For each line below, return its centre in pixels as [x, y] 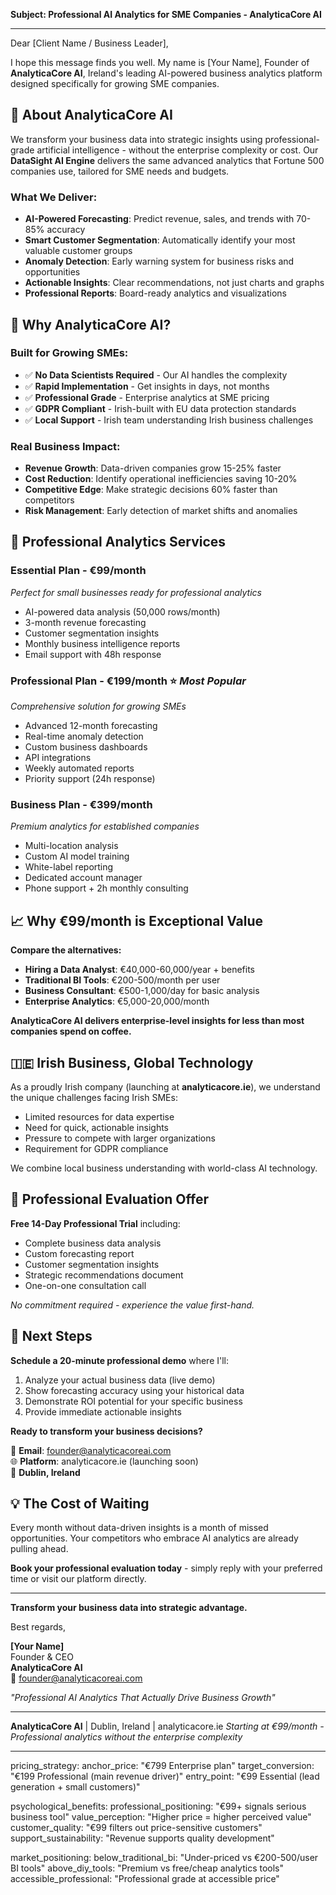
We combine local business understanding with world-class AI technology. [164, 1168]
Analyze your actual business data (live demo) [120, 1380]
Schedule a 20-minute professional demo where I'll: [120, 1360]
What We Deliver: [54, 197]
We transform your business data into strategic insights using [136, 139]
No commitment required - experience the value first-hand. [132, 1305]
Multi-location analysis [71, 846]
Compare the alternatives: [66, 950]
